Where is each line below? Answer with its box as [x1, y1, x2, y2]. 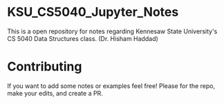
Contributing [7, 59, 82, 75]
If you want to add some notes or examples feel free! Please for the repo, [7, 81, 216, 90]
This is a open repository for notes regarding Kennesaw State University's [7, 27, 218, 35]
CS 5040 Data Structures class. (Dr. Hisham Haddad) [7, 34, 159, 42]
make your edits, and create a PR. [7, 89, 104, 97]
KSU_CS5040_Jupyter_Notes [7, 4, 179, 20]
